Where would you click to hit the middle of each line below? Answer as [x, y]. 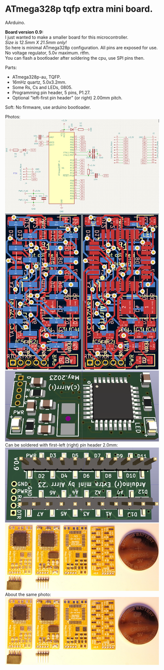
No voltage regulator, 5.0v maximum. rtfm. [48, 53]
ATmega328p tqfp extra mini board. [79, 9]
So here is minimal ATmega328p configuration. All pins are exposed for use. [81, 47]
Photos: [13, 116]
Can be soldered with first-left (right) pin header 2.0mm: [61, 445]
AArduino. [15, 22]
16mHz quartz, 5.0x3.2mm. [39, 82]
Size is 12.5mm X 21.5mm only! [36, 42]
